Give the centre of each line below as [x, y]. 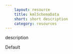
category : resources [35, 24]
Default [13, 47]
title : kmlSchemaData [36, 14]
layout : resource [32, 10]
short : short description [41, 19]
